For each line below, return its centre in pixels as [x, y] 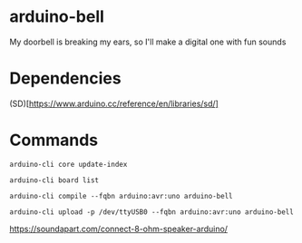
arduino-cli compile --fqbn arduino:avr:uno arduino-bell [121, 196]
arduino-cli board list [54, 180]
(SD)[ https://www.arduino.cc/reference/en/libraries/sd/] [114, 103]
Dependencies [65, 78]
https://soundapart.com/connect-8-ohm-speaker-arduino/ [119, 228]
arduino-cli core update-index [68, 164]
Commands [54, 140]
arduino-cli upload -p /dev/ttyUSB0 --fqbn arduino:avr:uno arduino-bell [152, 212]
